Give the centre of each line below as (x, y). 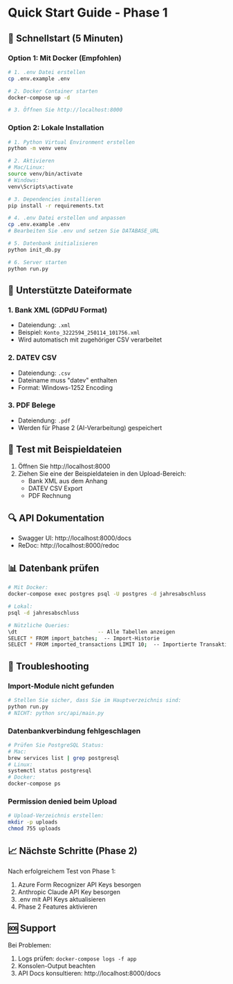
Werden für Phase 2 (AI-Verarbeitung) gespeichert (90, 427)
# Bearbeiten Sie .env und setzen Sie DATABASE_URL (84, 231)
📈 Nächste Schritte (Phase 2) (73, 851)
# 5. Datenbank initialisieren (53, 243)
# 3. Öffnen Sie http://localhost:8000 (65, 110)
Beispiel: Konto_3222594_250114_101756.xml (79, 333)
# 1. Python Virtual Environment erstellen (72, 142)
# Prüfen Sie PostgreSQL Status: (56, 745)
